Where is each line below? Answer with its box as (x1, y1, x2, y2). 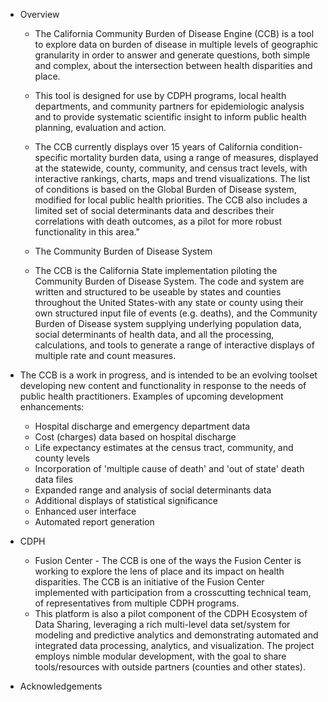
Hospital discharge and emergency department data (34, 420, 251, 432)
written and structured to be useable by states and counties (34, 286, 282, 298)
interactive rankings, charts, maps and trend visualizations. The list (34, 173, 311, 184)
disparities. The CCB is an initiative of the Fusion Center (34, 576, 265, 588)
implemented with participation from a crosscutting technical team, (34, 587, 312, 598)
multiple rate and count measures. (34, 350, 177, 361)
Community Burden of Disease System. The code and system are (34, 275, 305, 287)
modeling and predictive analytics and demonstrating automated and (34, 629, 319, 641)
